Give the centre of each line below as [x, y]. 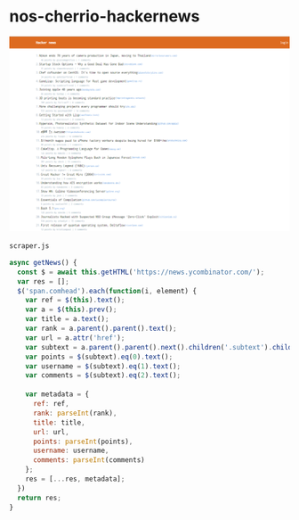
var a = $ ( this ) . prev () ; [71, 310]
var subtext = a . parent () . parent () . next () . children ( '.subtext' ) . [149, 347]
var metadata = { [57, 394]
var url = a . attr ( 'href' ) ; [75, 338]
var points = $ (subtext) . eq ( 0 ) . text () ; [99, 357]
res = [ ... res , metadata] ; [75, 479]
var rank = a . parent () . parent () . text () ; [101, 329]
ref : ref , [51, 404]
